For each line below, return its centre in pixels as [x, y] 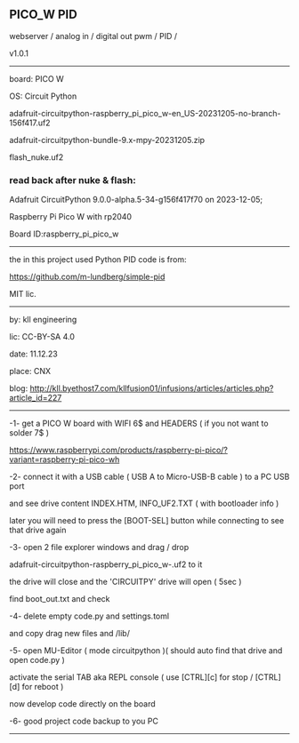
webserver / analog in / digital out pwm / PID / [93, 36]
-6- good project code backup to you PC [84, 721]
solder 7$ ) [29, 433]
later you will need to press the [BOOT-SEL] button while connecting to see [147, 521]
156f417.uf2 [30, 123]
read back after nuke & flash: [73, 180]
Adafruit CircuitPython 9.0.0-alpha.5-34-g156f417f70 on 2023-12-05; [136, 200]
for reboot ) [43, 687]
